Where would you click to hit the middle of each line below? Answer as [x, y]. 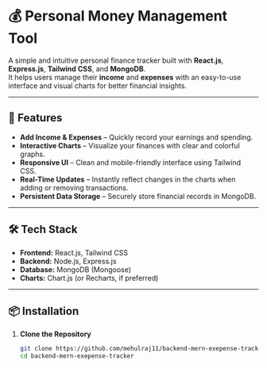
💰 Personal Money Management [118, 16]
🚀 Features [35, 118]
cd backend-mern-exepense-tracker [77, 356]
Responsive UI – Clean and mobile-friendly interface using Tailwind [130, 162]
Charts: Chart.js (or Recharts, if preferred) [89, 278]
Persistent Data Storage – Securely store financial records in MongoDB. [138, 196]
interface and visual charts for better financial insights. [98, 86]
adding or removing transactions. [74, 187]
